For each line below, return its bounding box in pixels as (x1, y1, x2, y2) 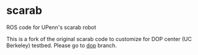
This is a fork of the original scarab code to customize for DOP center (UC (6, 35, 192, 42)
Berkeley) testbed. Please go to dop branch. (6, 42, 117, 49)
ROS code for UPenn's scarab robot (6, 24, 96, 31)
